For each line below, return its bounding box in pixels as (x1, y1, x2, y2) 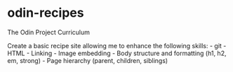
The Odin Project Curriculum (7, 28, 90, 36)
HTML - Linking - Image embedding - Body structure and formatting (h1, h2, (7, 49, 227, 57)
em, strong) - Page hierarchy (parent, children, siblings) (7, 56, 168, 64)
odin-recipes (7, 5, 84, 21)
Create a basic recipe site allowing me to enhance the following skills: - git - (7, 41, 227, 50)
